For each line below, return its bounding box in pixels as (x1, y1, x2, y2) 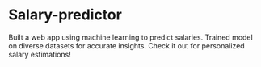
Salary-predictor (8, 6, 123, 24)
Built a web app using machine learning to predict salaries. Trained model (8, 32, 253, 42)
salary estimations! (8, 49, 71, 59)
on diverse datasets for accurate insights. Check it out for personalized (8, 40, 245, 50)
